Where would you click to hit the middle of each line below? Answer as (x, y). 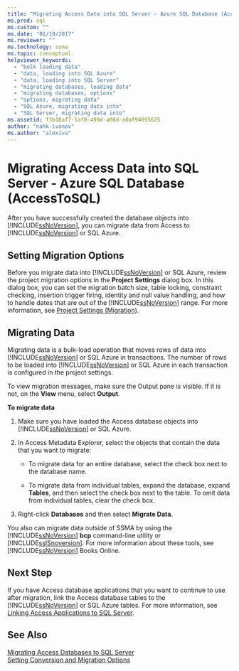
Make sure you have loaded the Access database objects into (108, 421)
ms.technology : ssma (38, 47)
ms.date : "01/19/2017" (41, 34)
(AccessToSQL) (54, 198)
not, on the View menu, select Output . (64, 393)
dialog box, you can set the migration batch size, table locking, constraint (115, 288)
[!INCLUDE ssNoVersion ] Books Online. (64, 550)
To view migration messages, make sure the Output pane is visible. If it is (114, 386)
